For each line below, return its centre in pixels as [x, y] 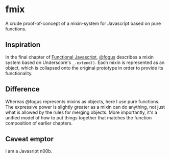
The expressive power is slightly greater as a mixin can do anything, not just [85, 107]
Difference [22, 89]
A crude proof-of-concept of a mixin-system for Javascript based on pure [83, 23]
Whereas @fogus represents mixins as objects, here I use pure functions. [82, 101]
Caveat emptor [29, 139]
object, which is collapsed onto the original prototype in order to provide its [84, 68]
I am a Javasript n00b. [29, 151]
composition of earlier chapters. [39, 123]
